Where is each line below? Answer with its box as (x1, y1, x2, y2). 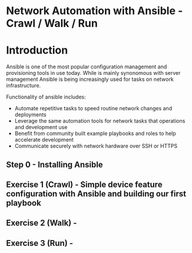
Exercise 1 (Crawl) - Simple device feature (6, 179, 163, 189)
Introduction (6, 44, 68, 57)
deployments (14, 111, 47, 119)
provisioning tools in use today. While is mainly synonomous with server (6, 70, 181, 77)
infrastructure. (6, 82, 41, 89)
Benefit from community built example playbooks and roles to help (14, 130, 177, 137)
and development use (14, 124, 68, 131)
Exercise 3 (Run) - (6, 238, 74, 248)
